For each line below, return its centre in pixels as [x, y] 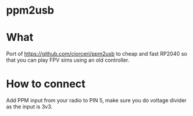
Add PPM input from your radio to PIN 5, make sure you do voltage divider [96, 101]
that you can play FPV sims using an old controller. [68, 60]
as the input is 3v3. [29, 107]
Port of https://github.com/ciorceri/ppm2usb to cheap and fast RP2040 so [97, 54]
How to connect [46, 84]
